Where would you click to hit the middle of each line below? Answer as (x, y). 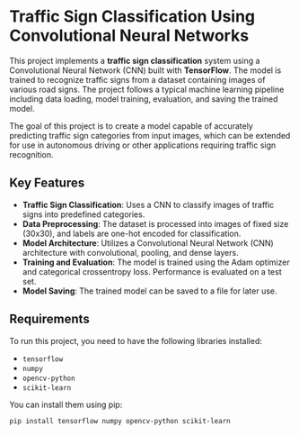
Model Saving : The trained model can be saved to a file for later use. (149, 291)
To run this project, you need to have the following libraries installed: (136, 340)
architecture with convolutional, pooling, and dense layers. (131, 252)
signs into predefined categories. (84, 214)
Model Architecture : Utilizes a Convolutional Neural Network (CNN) (148, 243)
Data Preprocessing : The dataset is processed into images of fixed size (155, 223)
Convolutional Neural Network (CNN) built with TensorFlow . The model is (145, 70)
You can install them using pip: (66, 404)
